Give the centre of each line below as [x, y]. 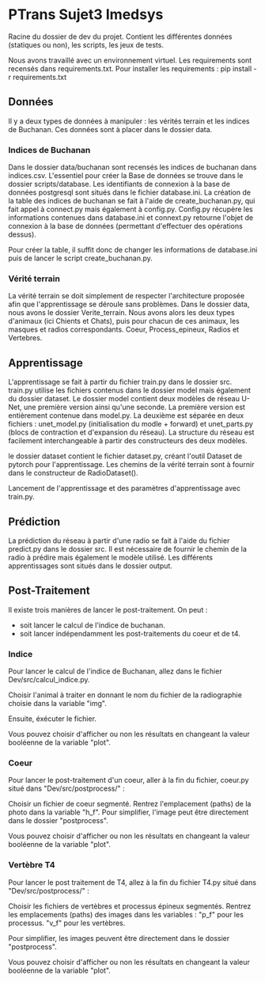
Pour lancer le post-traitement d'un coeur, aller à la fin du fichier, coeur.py [129, 780]
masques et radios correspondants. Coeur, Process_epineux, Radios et [124, 329]
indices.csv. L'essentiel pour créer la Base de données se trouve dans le [126, 176]
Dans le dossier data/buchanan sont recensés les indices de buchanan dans [132, 167]
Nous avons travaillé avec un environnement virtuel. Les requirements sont [130, 60]
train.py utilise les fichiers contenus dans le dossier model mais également [130, 390]
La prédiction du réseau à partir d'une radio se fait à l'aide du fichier [119, 541]
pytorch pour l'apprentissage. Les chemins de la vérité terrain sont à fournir [131, 465]
